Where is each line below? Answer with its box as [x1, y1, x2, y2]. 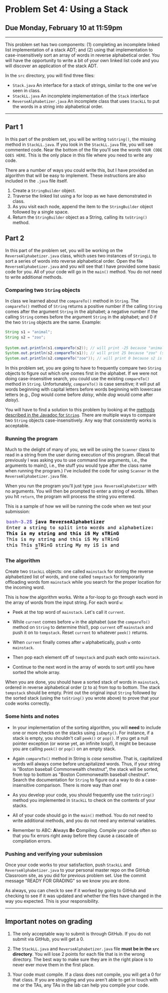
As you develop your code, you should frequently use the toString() [12, 791, 154, 798]
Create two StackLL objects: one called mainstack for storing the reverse [5, 568, 153, 575]
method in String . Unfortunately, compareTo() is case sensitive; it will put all [5, 381, 160, 387]
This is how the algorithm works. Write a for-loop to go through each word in [5, 594, 163, 600]
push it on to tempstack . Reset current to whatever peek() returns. [12, 629, 148, 635]
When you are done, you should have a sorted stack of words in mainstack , [5, 679, 159, 685]
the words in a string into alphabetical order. [12, 104, 103, 109]
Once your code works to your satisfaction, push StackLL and [5, 862, 131, 868]
